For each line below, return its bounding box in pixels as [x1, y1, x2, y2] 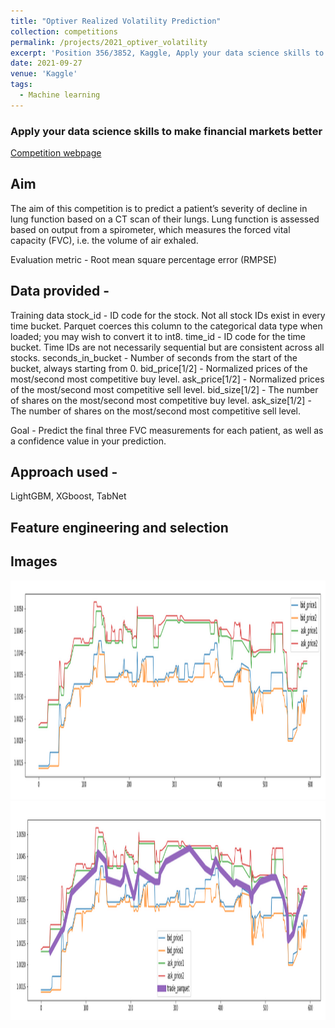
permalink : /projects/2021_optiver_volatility [10, 37, 208, 47]
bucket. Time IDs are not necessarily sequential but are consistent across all [10, 341, 325, 353]
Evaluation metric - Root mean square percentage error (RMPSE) [10, 253, 278, 265]
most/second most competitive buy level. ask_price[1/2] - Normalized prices [10, 373, 325, 385]
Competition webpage [10, 147, 102, 159]
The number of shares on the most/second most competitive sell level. [10, 405, 302, 417]
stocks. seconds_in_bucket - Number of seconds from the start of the [10, 351, 298, 364]
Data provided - [10, 283, 110, 300]
